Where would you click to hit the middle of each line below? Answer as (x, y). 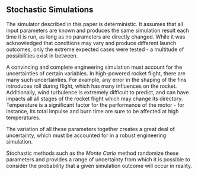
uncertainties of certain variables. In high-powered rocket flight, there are (96, 73)
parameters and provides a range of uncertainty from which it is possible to (98, 159)
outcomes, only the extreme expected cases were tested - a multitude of (95, 49)
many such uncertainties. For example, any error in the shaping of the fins (96, 79)
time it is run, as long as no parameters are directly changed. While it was (96, 36)
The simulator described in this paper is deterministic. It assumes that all (95, 24)
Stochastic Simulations (50, 10)
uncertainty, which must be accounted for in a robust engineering (86, 135)
